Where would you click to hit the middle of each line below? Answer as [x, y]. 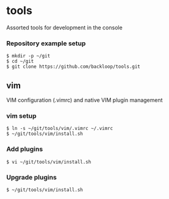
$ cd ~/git [20, 62]
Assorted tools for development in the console [65, 27]
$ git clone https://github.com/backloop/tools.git [73, 67]
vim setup [21, 115]
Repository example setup [46, 43]
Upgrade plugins [31, 177]
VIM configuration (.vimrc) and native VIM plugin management [84, 100]
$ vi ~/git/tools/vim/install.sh [49, 162]
